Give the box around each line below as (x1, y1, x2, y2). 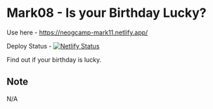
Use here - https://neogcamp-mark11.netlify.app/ (6, 28, 148, 37)
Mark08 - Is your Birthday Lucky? (6, 5, 207, 21)
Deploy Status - (6, 41, 52, 50)
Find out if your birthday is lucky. (6, 55, 102, 64)
